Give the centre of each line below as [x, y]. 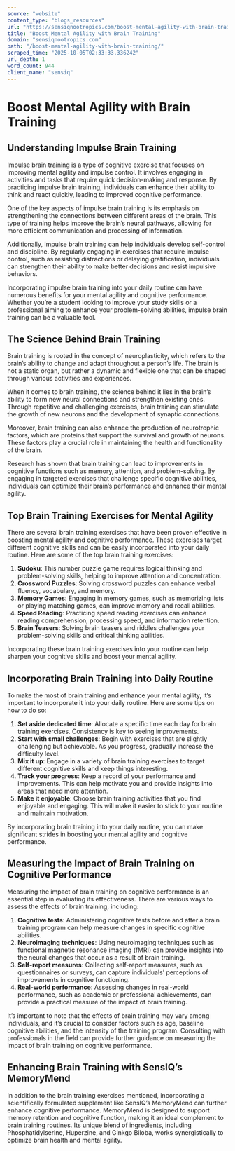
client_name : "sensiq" [40, 72]
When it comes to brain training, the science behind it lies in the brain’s [109, 392]
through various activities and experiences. [70, 379]
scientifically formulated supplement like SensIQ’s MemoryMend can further [117, 1103]
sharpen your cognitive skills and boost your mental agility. [92, 657]
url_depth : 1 [26, 60]
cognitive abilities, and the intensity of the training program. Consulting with [116, 1030]
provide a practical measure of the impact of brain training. [102, 1002]
